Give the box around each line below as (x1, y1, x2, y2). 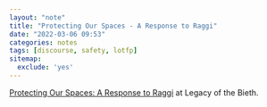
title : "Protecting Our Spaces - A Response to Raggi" (9, 21, 218, 30)
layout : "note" (9, 12, 66, 22)
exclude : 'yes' (17, 63, 74, 72)
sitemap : (9, 54, 42, 63)
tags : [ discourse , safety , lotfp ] (9, 46, 138, 55)
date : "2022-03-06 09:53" (9, 29, 105, 38)
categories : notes (9, 37, 78, 47)
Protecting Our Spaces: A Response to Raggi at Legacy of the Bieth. (9, 86, 259, 98)
